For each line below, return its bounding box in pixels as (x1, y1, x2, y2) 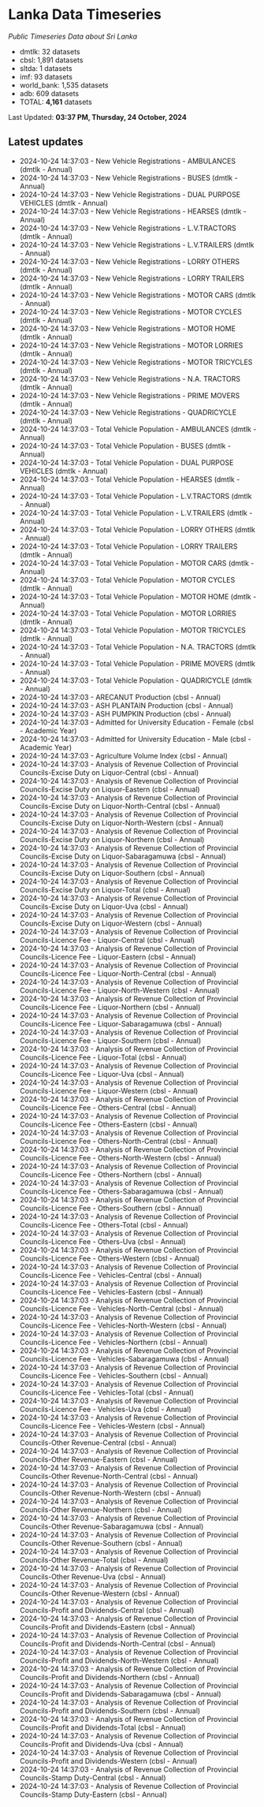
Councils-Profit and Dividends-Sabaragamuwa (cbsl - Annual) (19, 1689, 222, 1698)
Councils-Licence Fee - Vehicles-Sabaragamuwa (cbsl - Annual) (19, 1354, 230, 1363)
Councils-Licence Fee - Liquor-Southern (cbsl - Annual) (19, 1035, 202, 1045)
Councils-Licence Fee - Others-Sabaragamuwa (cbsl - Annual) (19, 1187, 224, 1196)
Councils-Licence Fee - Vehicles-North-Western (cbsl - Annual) (19, 1321, 227, 1330)
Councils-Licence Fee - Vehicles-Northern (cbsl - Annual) (19, 1337, 208, 1347)
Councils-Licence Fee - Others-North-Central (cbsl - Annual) (19, 1136, 218, 1146)
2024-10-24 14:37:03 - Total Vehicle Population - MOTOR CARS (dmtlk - (19, 558, 255, 568)
